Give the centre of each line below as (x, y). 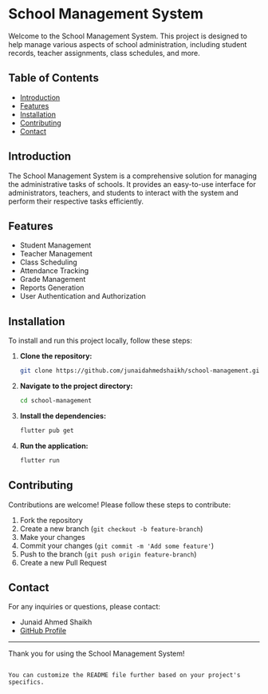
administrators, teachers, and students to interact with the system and (124, 192)
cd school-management (55, 401)
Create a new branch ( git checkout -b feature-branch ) (111, 529)
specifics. (26, 682)
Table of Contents (54, 78)
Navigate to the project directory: (76, 386)
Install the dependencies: (63, 415)
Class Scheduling (48, 262)
